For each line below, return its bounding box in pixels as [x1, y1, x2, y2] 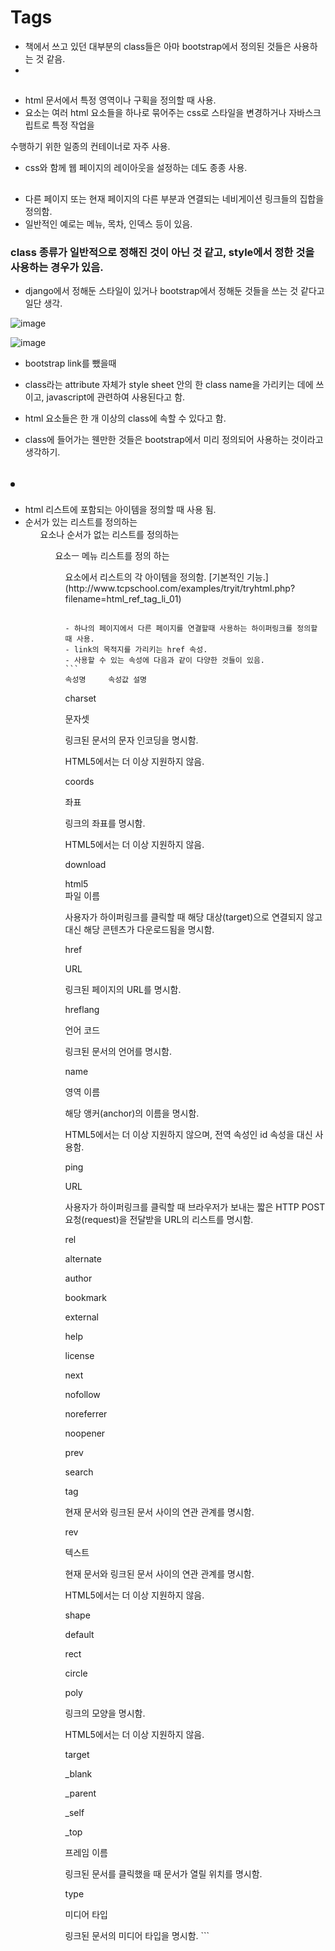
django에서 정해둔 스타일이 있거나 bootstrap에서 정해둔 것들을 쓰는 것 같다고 [24, 285, 325, 297]
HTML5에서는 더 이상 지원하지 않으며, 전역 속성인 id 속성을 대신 [64, 1129, 313, 1141]
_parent [64, 1787, 97, 1800]
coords [64, 776, 95, 788]
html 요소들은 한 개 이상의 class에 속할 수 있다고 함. [24, 412, 227, 425]
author [64, 1272, 93, 1285]
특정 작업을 [51, 119, 95, 131]
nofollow [64, 1389, 101, 1401]
